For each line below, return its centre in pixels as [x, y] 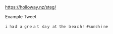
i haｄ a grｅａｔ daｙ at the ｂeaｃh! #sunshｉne [56, 27]
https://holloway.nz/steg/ [31, 7]
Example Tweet [21, 17]
